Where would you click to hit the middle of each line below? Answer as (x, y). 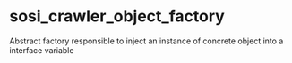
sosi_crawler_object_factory (117, 16)
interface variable (42, 50)
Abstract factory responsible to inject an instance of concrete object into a (146, 41)
